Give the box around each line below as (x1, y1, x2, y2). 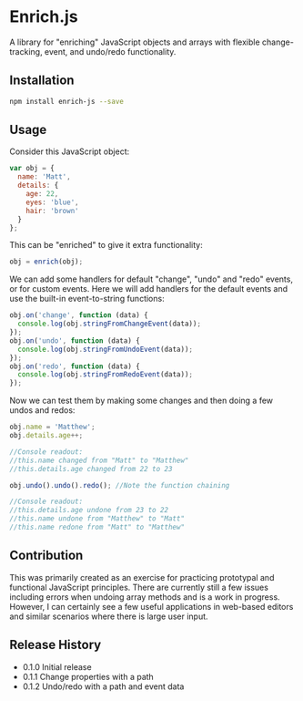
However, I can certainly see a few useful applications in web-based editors (9, 601, 294, 612)
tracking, (9, 46, 43, 57)
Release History (9, 637, 102, 653)
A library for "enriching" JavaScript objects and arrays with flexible (9, 36, 261, 47)
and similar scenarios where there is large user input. (9, 611, 208, 622)
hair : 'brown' (25, 206, 79, 215)
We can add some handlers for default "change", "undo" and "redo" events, (9, 273, 294, 284)
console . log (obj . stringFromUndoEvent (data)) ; (17, 345, 194, 354)
